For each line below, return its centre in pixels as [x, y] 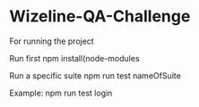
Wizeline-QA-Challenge [100, 16]
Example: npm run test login [61, 93]
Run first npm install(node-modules [75, 58]
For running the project [52, 41]
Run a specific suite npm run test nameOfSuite [95, 75]
